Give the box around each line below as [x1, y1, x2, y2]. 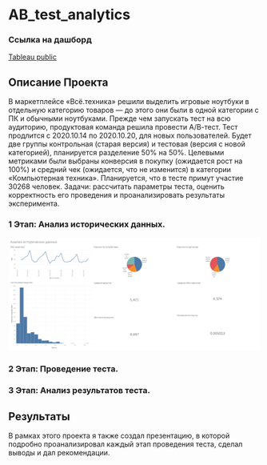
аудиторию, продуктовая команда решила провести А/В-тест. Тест [8, 122, 238, 132]
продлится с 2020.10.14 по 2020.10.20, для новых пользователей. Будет [8, 130, 252, 141]
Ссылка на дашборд [8, 34, 92, 46]
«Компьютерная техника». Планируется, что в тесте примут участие [8, 174, 244, 183]
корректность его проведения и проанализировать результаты [8, 190, 225, 200]
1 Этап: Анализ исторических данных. [8, 218, 165, 230]
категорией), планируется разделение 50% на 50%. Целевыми [8, 148, 225, 158]
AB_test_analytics [8, 6, 130, 24]
